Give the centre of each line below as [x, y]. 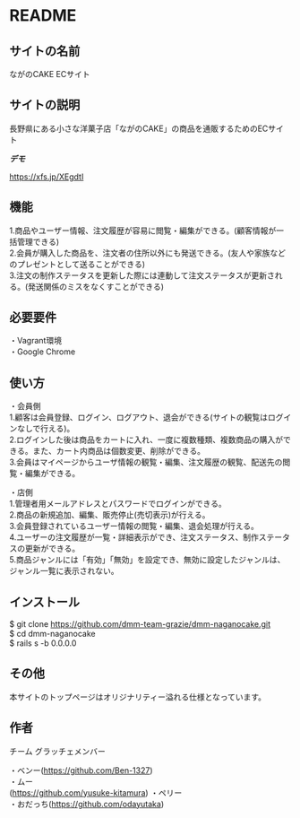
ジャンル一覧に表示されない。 [64, 571]
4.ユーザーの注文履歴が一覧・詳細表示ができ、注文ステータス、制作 [134, 537]
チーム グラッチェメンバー [57, 751]
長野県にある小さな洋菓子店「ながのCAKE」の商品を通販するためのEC [139, 128]
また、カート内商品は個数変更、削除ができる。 [119, 451]
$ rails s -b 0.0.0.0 [43, 643]
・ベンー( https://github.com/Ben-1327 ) [81, 770]
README [43, 16]
